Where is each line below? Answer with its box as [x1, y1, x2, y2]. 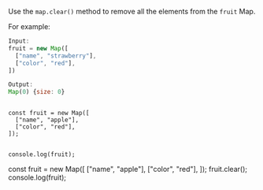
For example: [8, 22, 51, 31]
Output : [8, 80, 34, 89]
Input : [8, 37, 30, 45]
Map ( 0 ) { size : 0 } [8, 88, 65, 96]
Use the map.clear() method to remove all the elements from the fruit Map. [8, 7, 256, 16]
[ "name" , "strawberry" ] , [15, 51, 97, 60]
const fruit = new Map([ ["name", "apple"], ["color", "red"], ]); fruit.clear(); [8, 165, 248, 174]
